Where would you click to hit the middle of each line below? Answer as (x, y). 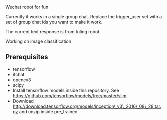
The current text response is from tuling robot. (53, 32)
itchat (18, 74)
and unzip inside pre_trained (48, 111)
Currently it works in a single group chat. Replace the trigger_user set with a (84, 17)
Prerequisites (27, 57)
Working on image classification (38, 41)
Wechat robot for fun (27, 7)
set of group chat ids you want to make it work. (54, 22)
